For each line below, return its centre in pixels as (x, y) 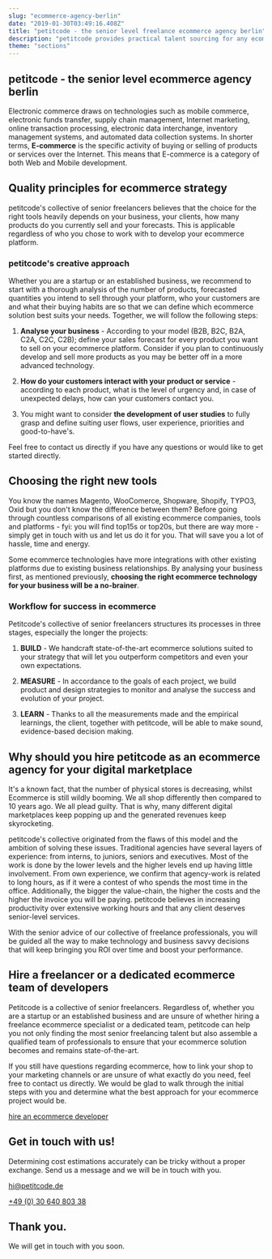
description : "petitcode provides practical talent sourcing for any (128, 39)
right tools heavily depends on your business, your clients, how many (124, 216)
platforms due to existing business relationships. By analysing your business (136, 567)
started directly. (34, 456)
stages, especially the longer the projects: (78, 632)
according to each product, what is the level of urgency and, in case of (138, 390)
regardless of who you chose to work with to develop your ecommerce (126, 233)
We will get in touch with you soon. (67, 1246)
